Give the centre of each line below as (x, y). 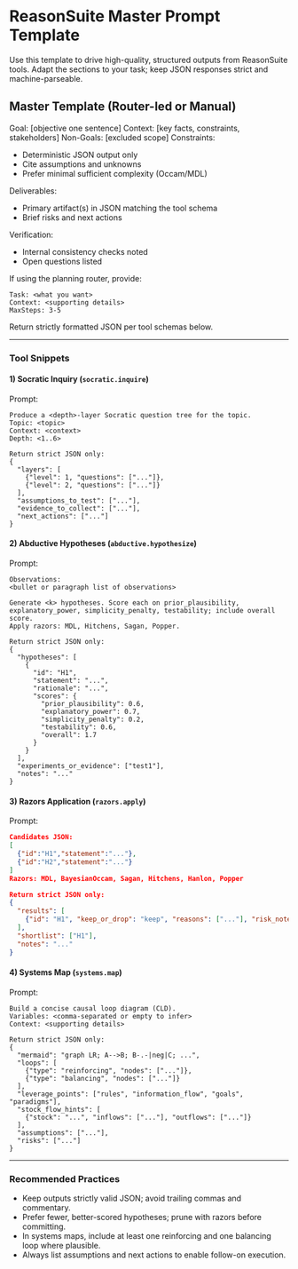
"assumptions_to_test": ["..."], (79, 500)
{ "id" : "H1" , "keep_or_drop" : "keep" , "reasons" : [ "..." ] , (137, 920)
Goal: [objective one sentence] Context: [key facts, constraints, (125, 128)
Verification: (31, 234)
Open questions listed (62, 261)
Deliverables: (33, 190)
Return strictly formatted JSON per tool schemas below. (111, 327)
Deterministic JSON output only (80, 155)
